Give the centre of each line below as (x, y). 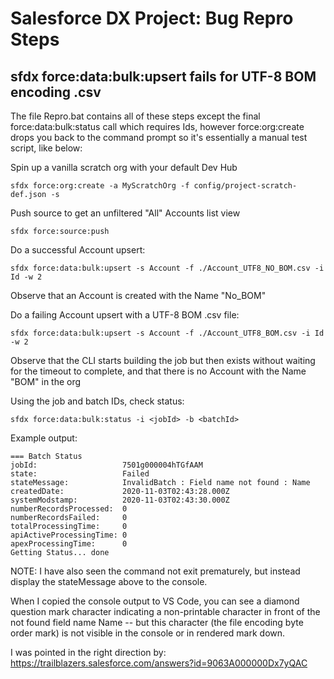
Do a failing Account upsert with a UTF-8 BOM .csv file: (125, 315)
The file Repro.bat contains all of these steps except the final (135, 116)
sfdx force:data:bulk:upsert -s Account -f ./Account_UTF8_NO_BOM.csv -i (167, 268)
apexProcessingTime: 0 (69, 544)
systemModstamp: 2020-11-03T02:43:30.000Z (120, 500)
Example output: (44, 438)
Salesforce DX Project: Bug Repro (152, 18)
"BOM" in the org (46, 381)
